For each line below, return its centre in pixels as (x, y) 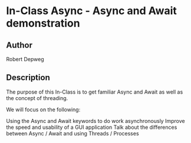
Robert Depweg (25, 59)
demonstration (43, 23)
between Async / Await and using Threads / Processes (73, 133)
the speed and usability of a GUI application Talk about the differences (92, 127)
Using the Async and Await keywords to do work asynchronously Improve (95, 121)
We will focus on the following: (43, 109)
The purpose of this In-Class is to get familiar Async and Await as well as (95, 92)
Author (19, 45)
